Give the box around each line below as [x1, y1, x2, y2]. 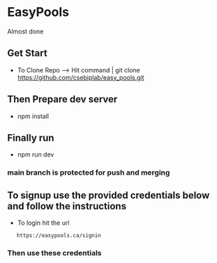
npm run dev [17, 150, 54, 159]
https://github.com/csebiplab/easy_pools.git [17, 73, 144, 81]
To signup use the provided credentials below [7, 189, 210, 201]
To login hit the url [17, 218, 70, 227]
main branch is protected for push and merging [7, 168, 170, 177]
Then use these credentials [7, 248, 103, 258]
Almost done [7, 27, 44, 35]
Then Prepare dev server [7, 93, 118, 105]
